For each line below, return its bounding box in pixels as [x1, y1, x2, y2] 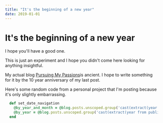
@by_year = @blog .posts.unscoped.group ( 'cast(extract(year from [14, 110, 147, 115]
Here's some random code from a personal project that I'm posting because [5, 86, 157, 92]
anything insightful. [5, 63, 44, 68]
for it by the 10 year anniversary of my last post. [5, 77, 100, 83]
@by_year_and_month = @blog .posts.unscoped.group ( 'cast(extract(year [14, 106, 158, 110]
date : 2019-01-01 [5, 12, 40, 16]
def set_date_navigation [9, 101, 60, 106]
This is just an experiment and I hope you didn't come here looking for [5, 57, 145, 63]
